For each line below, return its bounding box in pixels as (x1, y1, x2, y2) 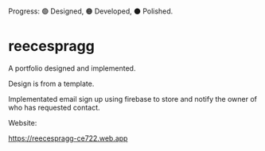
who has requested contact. (8, 103, 101, 112)
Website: (8, 118, 37, 127)
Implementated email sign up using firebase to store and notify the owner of (8, 94, 257, 103)
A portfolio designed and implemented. (8, 63, 136, 73)
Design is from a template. (8, 79, 95, 88)
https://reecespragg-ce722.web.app (8, 134, 128, 143)
